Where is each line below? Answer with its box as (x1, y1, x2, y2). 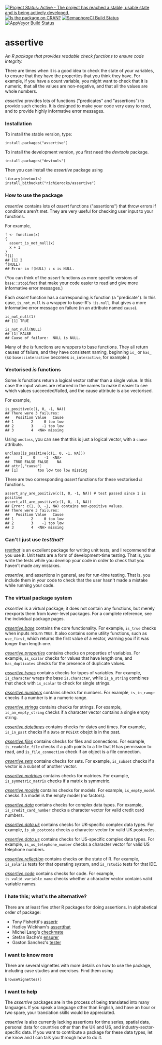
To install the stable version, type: (5, 131, 73, 137)
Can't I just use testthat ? (5, 536, 64, 543)
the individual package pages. (5, 616, 65, 622)
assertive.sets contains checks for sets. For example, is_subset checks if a (5, 758, 155, 764)
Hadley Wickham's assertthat (12, 924, 71, 930)
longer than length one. (5, 641, 52, 647)
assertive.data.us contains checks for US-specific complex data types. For (5, 836, 155, 842)
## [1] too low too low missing (5, 468, 88, 473)
